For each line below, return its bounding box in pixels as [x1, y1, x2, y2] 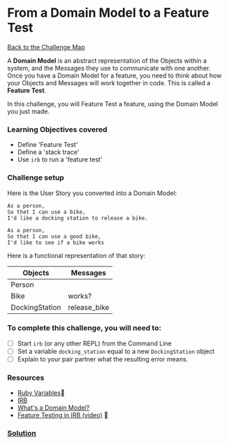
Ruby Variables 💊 [17, 389, 65, 397]
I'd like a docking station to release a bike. [7, 215, 149, 222]
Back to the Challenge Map [7, 43, 85, 51]
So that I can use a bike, [7, 208, 86, 215]
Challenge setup [7, 173, 64, 182]
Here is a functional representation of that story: [7, 251, 146, 259]
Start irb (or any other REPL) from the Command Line [17, 339, 172, 348]
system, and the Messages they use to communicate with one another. [7, 64, 211, 72]
